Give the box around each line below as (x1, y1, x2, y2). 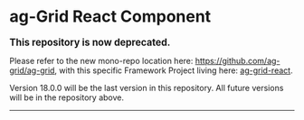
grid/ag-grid (9, 65, 55, 76)
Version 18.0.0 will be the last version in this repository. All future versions (9, 82, 284, 93)
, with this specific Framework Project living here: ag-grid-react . (53, 65, 293, 76)
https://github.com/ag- (195, 55, 280, 66)
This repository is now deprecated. (9, 36, 171, 49)
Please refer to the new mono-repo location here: (9, 55, 194, 66)
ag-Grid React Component (9, 6, 212, 27)
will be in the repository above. (9, 92, 125, 103)
